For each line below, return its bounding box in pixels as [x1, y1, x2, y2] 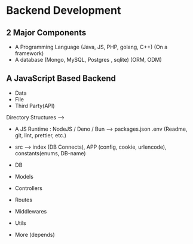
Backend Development [6, 4, 121, 17]
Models [14, 173, 34, 180]
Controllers [14, 184, 43, 192]
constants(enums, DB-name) [14, 149, 86, 156]
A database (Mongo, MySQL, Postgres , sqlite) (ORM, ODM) [14, 56, 163, 63]
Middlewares [14, 207, 47, 215]
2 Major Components [6, 28, 87, 38]
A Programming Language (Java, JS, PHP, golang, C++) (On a [14, 43, 168, 50]
